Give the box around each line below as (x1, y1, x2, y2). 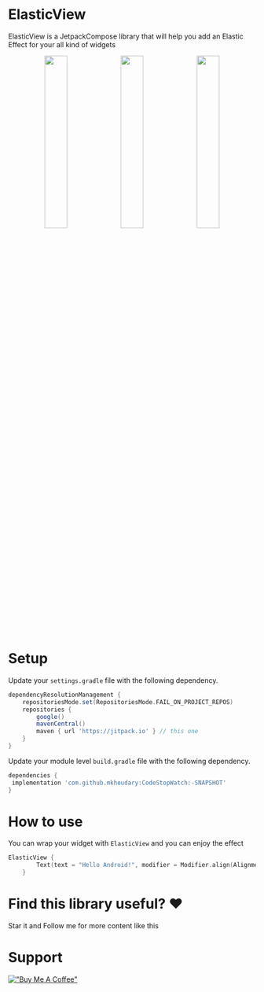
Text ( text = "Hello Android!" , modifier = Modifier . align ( (36, 861, 234, 869)
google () (36, 713, 65, 721)
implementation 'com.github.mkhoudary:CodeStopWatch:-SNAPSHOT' (11, 779, 226, 787)
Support (8, 949, 63, 967)
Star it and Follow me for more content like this (8, 921, 159, 930)
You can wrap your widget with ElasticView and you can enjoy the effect (8, 839, 244, 848)
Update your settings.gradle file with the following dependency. (8, 675, 218, 685)
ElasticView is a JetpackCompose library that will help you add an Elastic (8, 31, 244, 41)
